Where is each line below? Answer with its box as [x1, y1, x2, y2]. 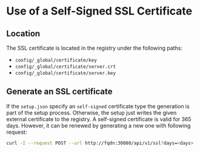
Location [6, 28, 41, 39]
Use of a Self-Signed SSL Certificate [6, 4, 193, 18]
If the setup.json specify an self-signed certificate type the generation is [6, 102, 190, 110]
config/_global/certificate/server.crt [15, 64, 116, 70]
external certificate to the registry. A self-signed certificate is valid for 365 [6, 115, 192, 122]
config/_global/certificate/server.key [15, 70, 116, 76]
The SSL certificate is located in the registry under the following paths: [6, 44, 183, 51]
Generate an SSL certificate [6, 87, 113, 97]
